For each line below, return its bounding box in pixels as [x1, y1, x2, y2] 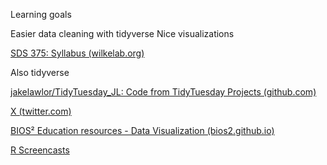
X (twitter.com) [10, 105, 72, 117]
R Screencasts [10, 144, 70, 156]
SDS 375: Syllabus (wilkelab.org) [10, 47, 145, 59]
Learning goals [10, 9, 72, 20]
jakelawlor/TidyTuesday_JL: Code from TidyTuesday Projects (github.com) [10, 86, 317, 98]
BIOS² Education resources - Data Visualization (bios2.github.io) [10, 125, 275, 136]
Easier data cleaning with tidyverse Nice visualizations [10, 28, 235, 39]
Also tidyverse [10, 67, 70, 78]
